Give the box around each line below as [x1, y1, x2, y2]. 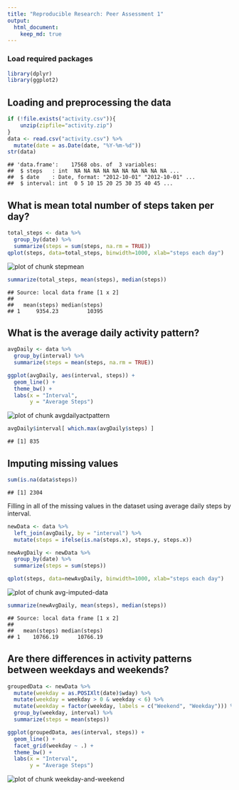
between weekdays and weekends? [7, 664, 169, 676]
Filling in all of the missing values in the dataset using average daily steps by [7, 501, 231, 510]
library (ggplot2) [7, 76, 59, 84]
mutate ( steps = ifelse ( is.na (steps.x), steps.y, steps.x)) [14, 536, 193, 543]
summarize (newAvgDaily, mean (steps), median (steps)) [7, 602, 167, 610]
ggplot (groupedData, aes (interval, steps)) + [7, 729, 144, 736]
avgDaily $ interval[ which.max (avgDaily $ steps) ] [7, 425, 154, 432]
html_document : [14, 24, 59, 31]
